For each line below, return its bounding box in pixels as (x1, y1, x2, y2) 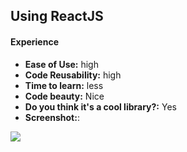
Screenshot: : (24, 111, 80, 123)
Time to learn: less (24, 79, 104, 91)
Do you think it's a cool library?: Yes (24, 100, 177, 113)
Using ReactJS (10, 8, 104, 25)
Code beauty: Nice (24, 90, 105, 102)
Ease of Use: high (24, 58, 99, 70)
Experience (10, 35, 59, 48)
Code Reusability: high (24, 69, 122, 81)
